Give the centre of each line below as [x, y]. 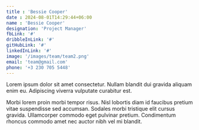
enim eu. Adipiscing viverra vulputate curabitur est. [69, 91]
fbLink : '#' [21, 34]
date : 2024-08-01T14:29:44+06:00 [49, 17]
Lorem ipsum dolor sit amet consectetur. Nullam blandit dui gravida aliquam [99, 84]
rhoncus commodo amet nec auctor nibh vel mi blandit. [74, 122]
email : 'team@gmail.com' [37, 62]
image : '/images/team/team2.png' [48, 56]
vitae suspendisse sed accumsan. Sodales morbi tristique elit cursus [91, 109]
